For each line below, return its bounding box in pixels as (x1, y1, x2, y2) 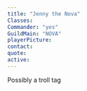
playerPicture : (7, 37, 52, 44)
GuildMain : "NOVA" (7, 30, 62, 37)
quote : (7, 50, 27, 57)
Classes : (7, 17, 33, 24)
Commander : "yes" (7, 23, 59, 30)
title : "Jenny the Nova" (7, 10, 81, 18)
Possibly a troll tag (7, 75, 62, 84)
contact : (7, 43, 33, 50)
